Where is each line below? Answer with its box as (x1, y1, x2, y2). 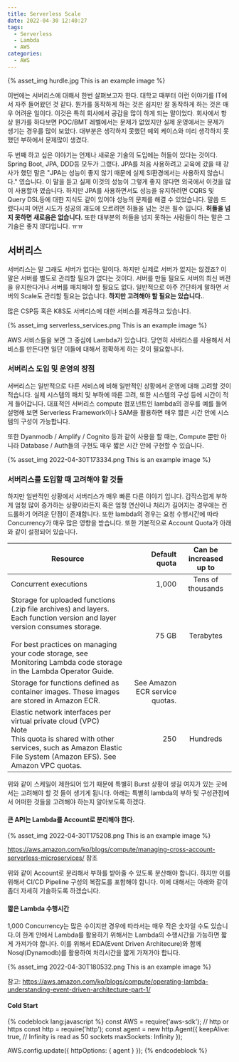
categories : (7, 51, 43, 58)
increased (188, 554, 223, 564)
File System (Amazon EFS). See (11, 752, 117, 762)
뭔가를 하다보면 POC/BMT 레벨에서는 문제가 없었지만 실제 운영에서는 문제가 (14, 117, 225, 126)
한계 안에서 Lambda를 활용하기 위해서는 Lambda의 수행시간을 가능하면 (22, 930, 220, 939)
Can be (193, 545, 218, 555)
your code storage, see (11, 648, 89, 658)
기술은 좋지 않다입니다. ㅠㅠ (7, 221, 84, 230)
